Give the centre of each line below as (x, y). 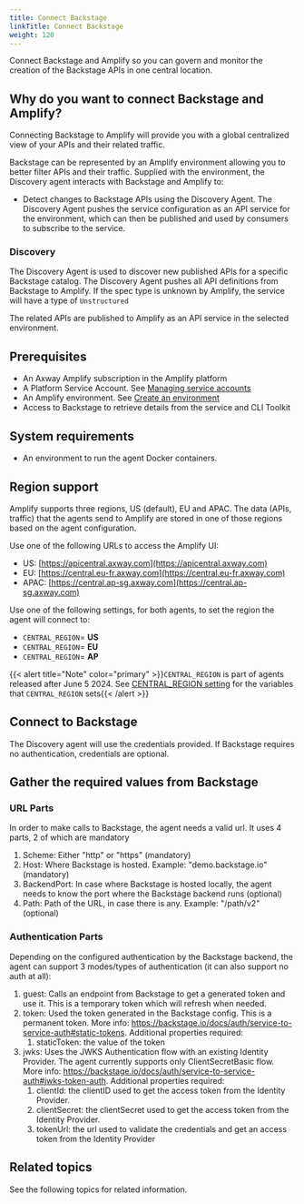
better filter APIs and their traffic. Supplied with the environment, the (137, 172)
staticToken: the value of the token (100, 1042)
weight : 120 (32, 35)
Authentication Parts (56, 936)
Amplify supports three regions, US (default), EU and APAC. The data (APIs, (151, 508)
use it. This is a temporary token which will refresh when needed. (145, 1003)
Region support (54, 486)
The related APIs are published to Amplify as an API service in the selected (149, 319)
